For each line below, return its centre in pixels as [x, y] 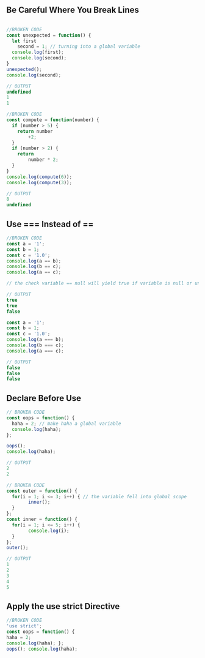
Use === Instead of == [50, 224]
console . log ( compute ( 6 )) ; [39, 177]
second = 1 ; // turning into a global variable [79, 47]
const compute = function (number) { [53, 120]
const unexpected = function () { [49, 35]
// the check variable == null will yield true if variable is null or [99, 283]
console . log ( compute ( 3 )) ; [39, 182]
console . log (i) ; [49, 531]
